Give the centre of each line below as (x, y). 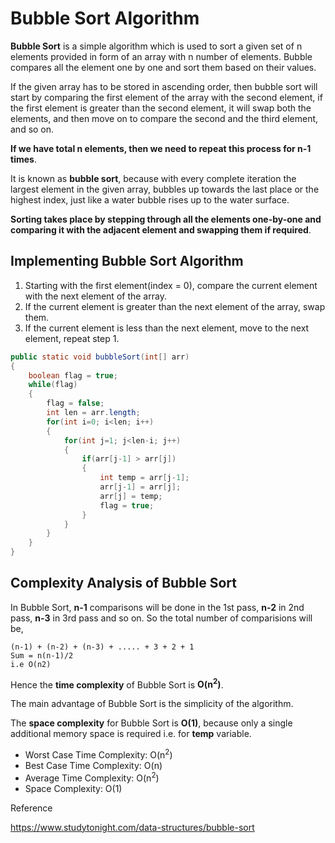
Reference (31, 808)
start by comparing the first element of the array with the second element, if (166, 97)
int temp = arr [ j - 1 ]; (144, 478)
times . (23, 159)
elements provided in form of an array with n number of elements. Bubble (161, 56)
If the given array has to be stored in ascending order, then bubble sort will (164, 86)
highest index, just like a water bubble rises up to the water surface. (150, 199)
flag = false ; (75, 403)
